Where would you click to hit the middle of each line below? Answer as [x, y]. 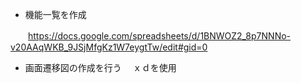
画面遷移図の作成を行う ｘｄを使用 [100, 67]
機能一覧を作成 [55, 14]
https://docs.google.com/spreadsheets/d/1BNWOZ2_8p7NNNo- [160, 36]
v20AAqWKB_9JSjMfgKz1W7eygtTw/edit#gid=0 [109, 47]
